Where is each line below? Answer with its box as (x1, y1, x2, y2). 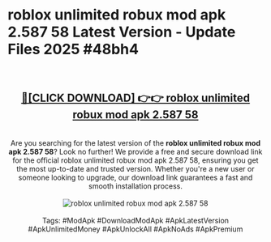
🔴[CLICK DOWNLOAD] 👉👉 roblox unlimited (20, 91, 251, 105)
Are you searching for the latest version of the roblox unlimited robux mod (10, 138, 261, 147)
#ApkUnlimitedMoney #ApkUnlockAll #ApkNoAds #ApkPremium (28, 224, 243, 234)
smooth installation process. (88, 180, 183, 191)
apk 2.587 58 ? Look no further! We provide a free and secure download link (8, 146, 263, 156)
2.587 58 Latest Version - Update (7, 23, 236, 41)
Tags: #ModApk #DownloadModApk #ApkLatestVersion (42, 215, 229, 225)
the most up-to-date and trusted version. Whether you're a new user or (16, 163, 255, 173)
